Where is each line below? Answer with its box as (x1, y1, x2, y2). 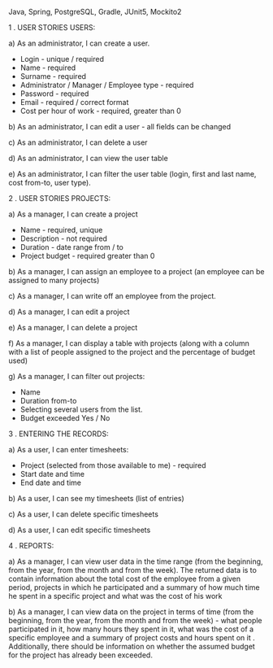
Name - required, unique (19, 225, 103, 234)
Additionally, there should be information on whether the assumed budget (8, 642, 256, 651)
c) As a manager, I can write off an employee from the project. (8, 291, 217, 300)
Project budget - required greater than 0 (19, 251, 155, 260)
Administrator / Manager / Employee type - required (19, 81, 194, 90)
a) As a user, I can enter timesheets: (8, 445, 129, 454)
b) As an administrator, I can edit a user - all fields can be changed (8, 122, 232, 131)
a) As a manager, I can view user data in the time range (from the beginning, (8, 557, 263, 566)
